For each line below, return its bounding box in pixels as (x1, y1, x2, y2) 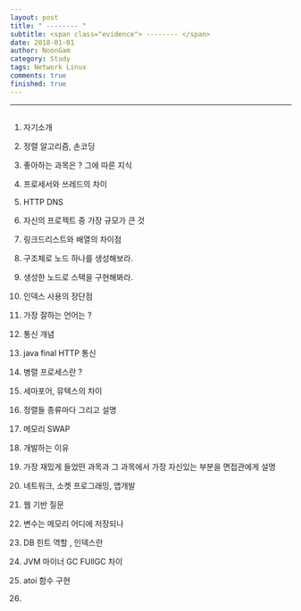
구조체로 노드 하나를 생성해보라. (22, 253, 133, 264)
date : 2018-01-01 (10, 37, 75, 47)
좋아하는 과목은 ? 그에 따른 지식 (22, 160, 133, 170)
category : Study (10, 54, 71, 63)
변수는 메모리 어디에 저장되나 (22, 518, 124, 529)
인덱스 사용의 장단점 (22, 291, 93, 301)
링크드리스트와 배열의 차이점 (22, 234, 122, 245)
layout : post (10, 12, 59, 22)
